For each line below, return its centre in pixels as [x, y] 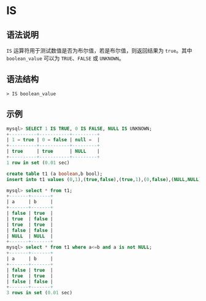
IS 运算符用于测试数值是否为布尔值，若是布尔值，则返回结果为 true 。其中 [99, 50]
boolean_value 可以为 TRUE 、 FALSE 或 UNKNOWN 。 [65, 58]
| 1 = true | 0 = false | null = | [53, 140]
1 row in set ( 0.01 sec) [38, 163]
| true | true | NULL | [53, 151]
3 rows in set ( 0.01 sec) [39, 293]
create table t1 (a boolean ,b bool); [55, 174]
